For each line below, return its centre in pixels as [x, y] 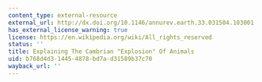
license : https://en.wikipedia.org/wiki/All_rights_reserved [110, 37]
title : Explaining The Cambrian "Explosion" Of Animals [101, 52]
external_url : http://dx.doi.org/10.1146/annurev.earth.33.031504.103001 [131, 23]
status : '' [26, 45]
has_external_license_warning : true [68, 30]
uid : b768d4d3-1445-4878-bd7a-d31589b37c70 [80, 59]
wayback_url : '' [35, 66]
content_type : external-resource [63, 15]
